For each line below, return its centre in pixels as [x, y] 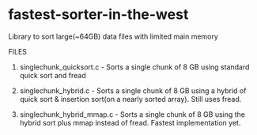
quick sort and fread [53, 75]
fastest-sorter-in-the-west [98, 15]
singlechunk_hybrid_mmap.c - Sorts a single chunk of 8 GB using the [132, 114]
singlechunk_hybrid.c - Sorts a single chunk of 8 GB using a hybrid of [133, 90]
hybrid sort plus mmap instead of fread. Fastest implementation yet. [130, 122]
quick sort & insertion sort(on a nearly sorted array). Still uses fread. [130, 99]
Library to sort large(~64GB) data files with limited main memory [113, 36]
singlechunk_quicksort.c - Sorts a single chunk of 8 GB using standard [134, 67]
